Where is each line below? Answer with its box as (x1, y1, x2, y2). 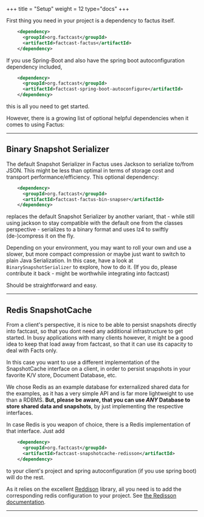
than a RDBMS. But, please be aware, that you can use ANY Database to (6, 396, 191, 403)
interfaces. (6, 409, 33, 417)
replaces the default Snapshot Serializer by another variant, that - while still (6, 213, 195, 221)
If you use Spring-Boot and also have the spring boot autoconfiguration (6, 56, 185, 64)
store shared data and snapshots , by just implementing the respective (6, 403, 183, 410)
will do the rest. (6, 473, 45, 481)
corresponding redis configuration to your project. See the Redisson (6, 491, 177, 499)
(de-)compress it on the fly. (6, 232, 75, 239)
